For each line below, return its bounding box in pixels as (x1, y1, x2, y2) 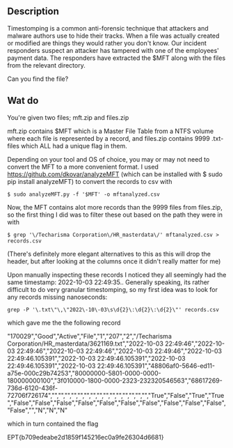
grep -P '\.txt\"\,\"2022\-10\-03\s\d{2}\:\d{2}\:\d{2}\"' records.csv (7, 306, 219, 313)
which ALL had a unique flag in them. (20, 141, 127, 150)
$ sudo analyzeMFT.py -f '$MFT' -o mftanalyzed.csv (7, 191, 160, 198)
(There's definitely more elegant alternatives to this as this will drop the (7, 249, 211, 258)
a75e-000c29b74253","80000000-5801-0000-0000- (7, 369, 161, 377)
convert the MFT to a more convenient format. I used (7, 162, 159, 171)
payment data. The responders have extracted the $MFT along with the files (7, 54, 226, 62)
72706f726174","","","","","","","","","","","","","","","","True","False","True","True (7, 391, 225, 399)
